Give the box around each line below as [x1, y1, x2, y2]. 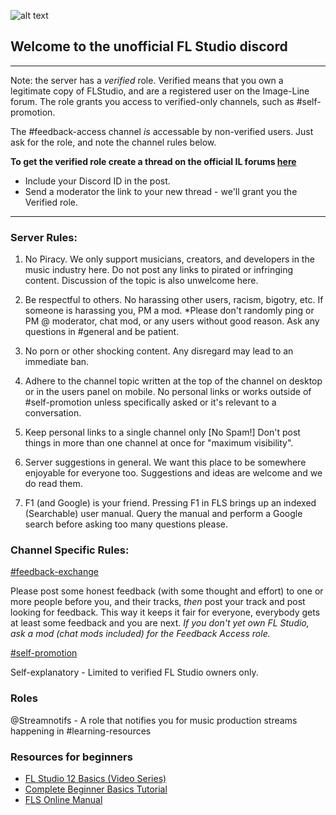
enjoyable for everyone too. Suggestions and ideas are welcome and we [24, 467, 323, 479]
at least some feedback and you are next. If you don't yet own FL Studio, [10, 617, 310, 629]
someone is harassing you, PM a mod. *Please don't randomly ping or [24, 305, 315, 317]
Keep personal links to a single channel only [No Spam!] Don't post [24, 426, 301, 439]
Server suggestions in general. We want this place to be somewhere [24, 456, 307, 469]
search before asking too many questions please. [24, 518, 228, 530]
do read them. [24, 478, 83, 490]
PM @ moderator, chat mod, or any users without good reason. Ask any [24, 315, 320, 327]
